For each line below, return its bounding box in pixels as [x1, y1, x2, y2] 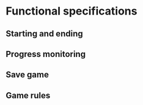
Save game [5, 70, 50, 80]
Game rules [5, 90, 51, 101]
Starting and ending [5, 29, 83, 39]
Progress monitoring [5, 49, 86, 59]
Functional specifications [5, 4, 137, 18]
